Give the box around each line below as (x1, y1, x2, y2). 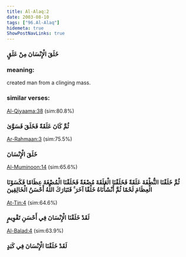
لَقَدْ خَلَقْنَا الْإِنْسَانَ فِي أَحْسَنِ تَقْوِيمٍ (6, 213, 90, 222)
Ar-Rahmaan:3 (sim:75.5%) (6, 135, 72, 142)
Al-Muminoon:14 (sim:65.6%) (6, 163, 78, 171)
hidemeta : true (6, 25, 44, 31)
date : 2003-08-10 (6, 14, 49, 20)
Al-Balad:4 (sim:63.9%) (6, 227, 64, 234)
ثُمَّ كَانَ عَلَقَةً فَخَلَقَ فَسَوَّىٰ (6, 122, 69, 130)
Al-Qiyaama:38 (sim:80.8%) (6, 107, 75, 114)
